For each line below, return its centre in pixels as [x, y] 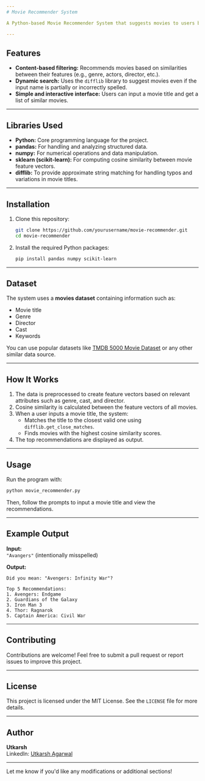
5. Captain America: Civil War [46, 616]
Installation [28, 204]
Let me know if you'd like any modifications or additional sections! [89, 771]
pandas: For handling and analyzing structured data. [81, 147]
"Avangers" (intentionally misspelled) [52, 555]
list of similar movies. [42, 100]
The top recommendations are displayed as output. [79, 440]
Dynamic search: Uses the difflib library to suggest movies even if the [106, 81]
